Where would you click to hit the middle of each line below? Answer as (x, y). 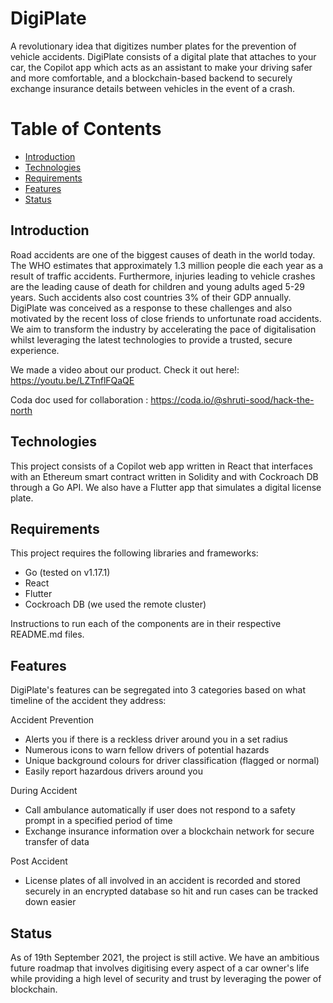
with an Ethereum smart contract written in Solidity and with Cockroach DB (164, 476)
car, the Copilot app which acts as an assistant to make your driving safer (161, 67)
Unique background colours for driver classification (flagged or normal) (172, 761)
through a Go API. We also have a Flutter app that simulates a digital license (166, 487)
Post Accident (39, 861)
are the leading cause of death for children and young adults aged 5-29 (157, 286)
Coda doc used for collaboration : (79, 399)
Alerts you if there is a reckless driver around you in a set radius (156, 739)
